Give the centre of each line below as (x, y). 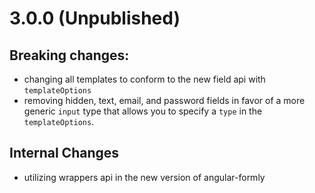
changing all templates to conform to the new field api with (144, 79)
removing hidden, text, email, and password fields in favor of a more (164, 100)
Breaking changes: (69, 55)
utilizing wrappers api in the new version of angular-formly (144, 177)
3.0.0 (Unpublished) (95, 18)
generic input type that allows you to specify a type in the (143, 111)
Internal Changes (64, 153)
